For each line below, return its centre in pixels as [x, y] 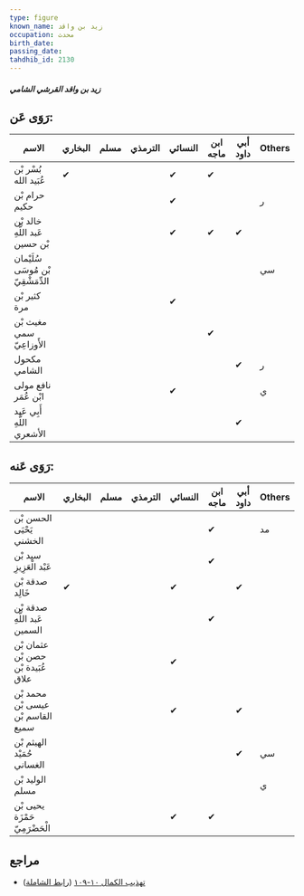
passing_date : [36, 52]
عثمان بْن [32, 645]
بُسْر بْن [28, 169]
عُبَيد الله [30, 180]
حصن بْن [30, 656]
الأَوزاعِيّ [30, 345]
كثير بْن [28, 296]
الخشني [29, 541]
